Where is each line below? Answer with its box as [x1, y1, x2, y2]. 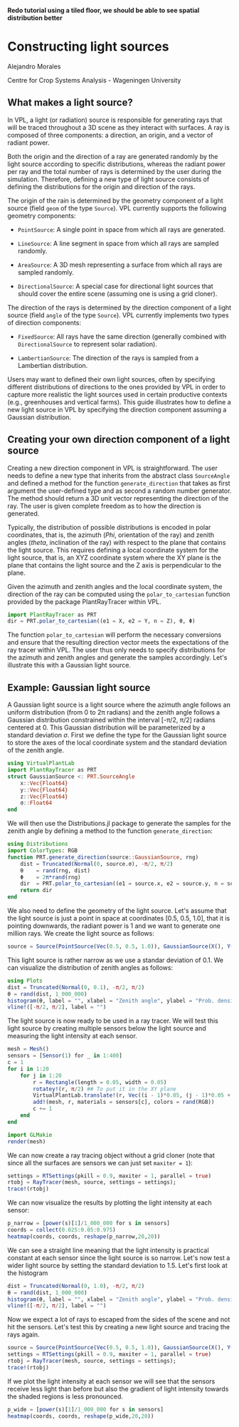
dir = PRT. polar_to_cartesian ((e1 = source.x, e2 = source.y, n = [20, 880, 224, 887]
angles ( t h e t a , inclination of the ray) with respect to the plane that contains [7, 538, 226, 546]
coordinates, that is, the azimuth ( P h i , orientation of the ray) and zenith [7, 531, 215, 539]
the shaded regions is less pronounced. [7, 1392, 123, 1401]
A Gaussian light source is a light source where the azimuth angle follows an [7, 700, 231, 709]
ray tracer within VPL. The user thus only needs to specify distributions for [7, 645, 226, 655]
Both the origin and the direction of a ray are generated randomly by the [7, 152, 218, 160]
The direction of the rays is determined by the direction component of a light [7, 303, 232, 312]
